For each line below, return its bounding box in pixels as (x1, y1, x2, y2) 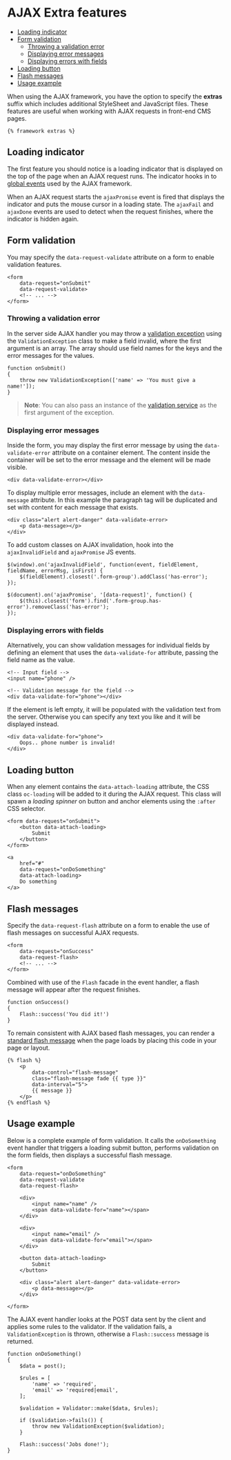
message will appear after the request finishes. (7, 986, 141, 994)
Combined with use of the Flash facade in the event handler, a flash (7, 978, 199, 987)
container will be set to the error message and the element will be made (7, 456, 211, 464)
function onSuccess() (7, 999, 70, 1006)
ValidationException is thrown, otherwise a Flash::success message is (7, 1330, 210, 1338)
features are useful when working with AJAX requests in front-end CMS (7, 107, 212, 115)
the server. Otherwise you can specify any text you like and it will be (7, 712, 201, 721)
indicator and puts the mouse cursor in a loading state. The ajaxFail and (7, 200, 214, 208)
